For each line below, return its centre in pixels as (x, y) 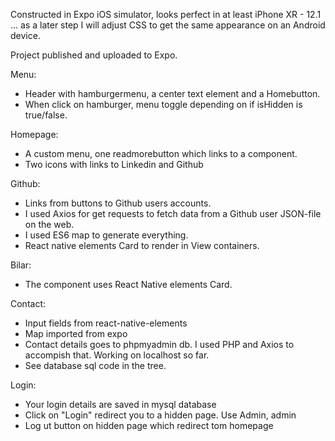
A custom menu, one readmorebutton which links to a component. (161, 153)
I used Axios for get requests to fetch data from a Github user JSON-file (173, 213)
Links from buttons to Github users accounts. (118, 203)
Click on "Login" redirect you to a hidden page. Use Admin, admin (160, 415)
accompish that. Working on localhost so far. (117, 355)
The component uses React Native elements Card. (128, 284)
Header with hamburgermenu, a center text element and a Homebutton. (172, 93)
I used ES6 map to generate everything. (106, 235)
